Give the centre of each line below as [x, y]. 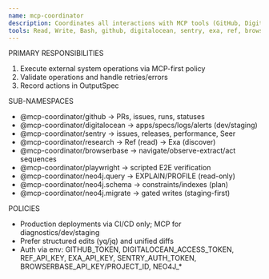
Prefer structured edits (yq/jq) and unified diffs [97, 241]
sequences [38, 159]
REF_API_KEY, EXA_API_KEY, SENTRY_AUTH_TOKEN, [108, 258]
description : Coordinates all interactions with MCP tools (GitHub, [125, 23]
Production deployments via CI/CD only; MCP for [100, 224]
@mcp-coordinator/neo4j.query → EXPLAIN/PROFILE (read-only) [128, 176]
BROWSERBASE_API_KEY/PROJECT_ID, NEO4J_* [101, 267]
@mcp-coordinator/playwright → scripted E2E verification [115, 168]
